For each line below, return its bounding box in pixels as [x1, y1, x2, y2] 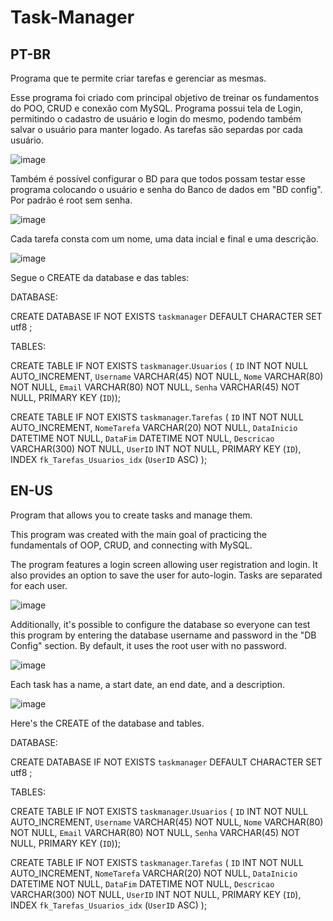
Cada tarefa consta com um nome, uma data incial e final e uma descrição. [10, 233, 319, 245]
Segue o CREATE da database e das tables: [10, 272, 190, 283]
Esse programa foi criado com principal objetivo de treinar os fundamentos [10, 92, 320, 103]
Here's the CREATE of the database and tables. [10, 717, 205, 729]
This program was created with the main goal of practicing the [10, 528, 267, 540]
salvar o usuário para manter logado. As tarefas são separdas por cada [10, 124, 303, 135]
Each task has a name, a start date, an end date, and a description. [10, 678, 286, 690]
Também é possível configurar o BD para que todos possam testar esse [10, 173, 306, 185]
